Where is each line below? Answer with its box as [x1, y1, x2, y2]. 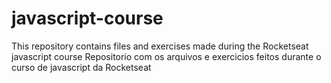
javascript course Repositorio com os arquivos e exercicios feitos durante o [11, 50, 322, 62]
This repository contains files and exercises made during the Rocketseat [11, 40, 309, 52]
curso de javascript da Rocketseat [11, 61, 152, 73]
